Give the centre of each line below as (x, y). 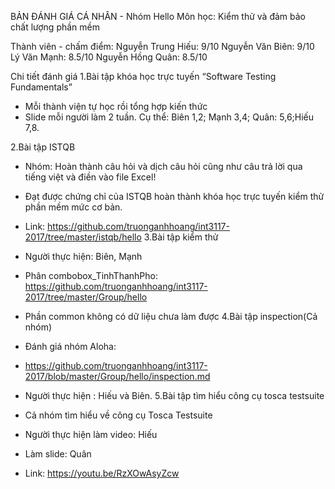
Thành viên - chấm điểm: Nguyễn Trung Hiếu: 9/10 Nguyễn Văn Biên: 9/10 (162, 46)
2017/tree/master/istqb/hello (83, 237)
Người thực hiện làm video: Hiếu (91, 434)
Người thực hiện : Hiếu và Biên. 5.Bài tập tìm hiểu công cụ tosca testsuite (174, 395)
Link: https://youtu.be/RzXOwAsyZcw (102, 473)
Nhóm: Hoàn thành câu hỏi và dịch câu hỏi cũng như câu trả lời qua (163, 166)
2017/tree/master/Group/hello (86, 297)
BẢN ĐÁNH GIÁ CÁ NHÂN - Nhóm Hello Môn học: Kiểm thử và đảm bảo (158, 16)
